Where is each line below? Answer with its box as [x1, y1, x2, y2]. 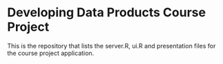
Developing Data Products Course [7, 5, 206, 20]
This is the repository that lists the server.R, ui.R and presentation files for [7, 42, 216, 50]
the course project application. [7, 49, 95, 57]
